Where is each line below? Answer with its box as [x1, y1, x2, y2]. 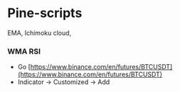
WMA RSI [7, 46, 41, 56]
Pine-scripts [7, 5, 83, 21]
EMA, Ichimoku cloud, [7, 29, 72, 37]
